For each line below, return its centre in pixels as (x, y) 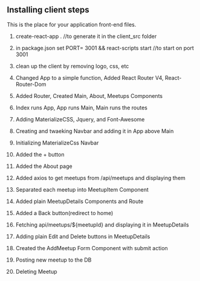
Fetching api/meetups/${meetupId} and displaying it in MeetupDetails (102, 224)
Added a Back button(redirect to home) (64, 213)
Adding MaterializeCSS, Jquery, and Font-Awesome (80, 119)
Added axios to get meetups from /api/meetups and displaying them (101, 178)
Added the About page (44, 166)
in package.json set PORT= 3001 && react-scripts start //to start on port (105, 48)
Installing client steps (48, 10)
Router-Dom (31, 84)
